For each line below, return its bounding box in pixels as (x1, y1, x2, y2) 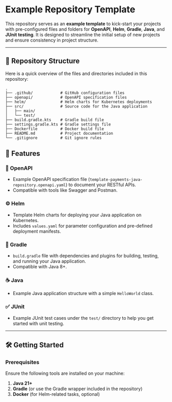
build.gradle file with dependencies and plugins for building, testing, (12, 253, 159, 259)
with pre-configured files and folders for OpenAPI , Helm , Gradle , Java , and (5, 26, 165, 32)
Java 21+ (12, 380, 32, 387)
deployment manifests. (12, 228, 61, 234)
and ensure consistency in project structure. (5, 37, 99, 43)
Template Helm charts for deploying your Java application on (12, 212, 142, 218)
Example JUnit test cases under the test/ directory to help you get (12, 315, 154, 321)
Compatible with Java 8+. (12, 264, 68, 270)
